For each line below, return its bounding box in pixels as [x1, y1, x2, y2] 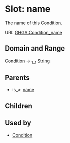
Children [5, 102, 32, 110]
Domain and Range [5, 44, 65, 53]
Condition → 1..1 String [5, 58, 50, 65]
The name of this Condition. [5, 20, 62, 26]
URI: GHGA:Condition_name [5, 29, 62, 35]
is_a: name [12, 87, 35, 93]
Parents [5, 73, 30, 82]
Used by [5, 119, 31, 127]
